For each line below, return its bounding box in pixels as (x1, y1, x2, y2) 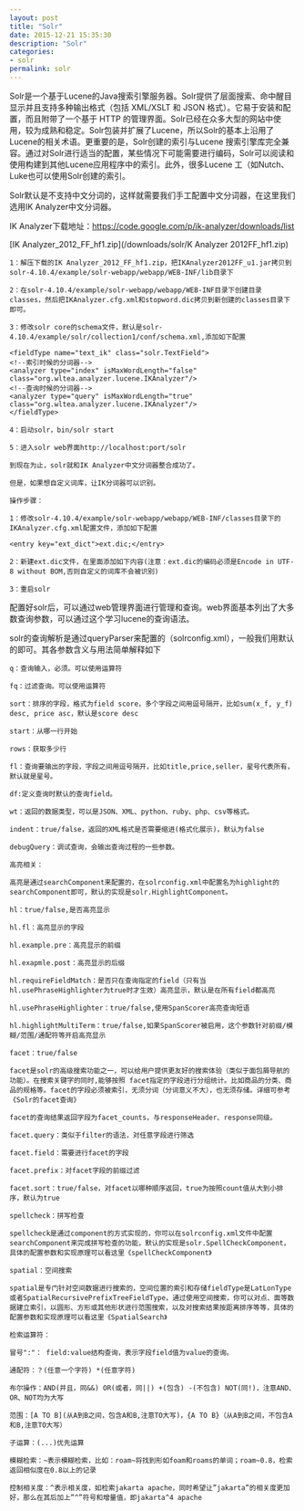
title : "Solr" (9, 22, 64, 31)
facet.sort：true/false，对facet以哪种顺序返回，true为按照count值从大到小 (9, 1183, 278, 1192)
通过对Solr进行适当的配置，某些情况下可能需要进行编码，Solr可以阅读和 (25, 147, 295, 158)
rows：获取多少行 (9, 744, 66, 753)
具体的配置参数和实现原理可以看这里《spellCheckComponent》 (9, 1248, 212, 1257)
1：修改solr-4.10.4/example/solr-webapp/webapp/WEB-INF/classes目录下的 (9, 513, 281, 523)
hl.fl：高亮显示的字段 (9, 923, 85, 932)
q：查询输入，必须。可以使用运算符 (9, 664, 123, 673)
